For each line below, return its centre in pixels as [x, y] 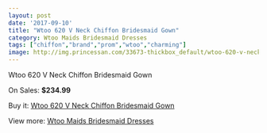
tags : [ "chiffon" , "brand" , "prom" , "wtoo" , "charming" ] [97, 45]
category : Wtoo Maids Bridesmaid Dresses [78, 38]
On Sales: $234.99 [40, 90]
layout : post [30, 15]
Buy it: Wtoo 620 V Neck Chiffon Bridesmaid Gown [91, 105]
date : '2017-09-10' [41, 23]
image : [19, 52]
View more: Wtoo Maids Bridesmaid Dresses [81, 121]
